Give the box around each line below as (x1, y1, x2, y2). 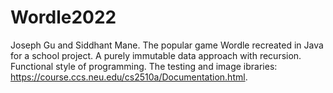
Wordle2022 (10, 6, 117, 29)
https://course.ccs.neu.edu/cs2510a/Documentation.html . (10, 71, 248, 83)
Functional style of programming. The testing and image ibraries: (10, 60, 278, 72)
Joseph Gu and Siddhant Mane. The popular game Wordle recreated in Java (10, 39, 324, 51)
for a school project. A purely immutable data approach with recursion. (10, 49, 302, 61)
